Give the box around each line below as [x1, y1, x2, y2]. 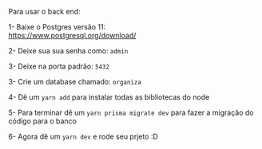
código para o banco [8, 116, 77, 126]
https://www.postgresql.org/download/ [8, 31, 137, 40]
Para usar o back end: [8, 7, 81, 16]
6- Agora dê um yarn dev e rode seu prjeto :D [8, 131, 158, 141]
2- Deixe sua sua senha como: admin [8, 46, 129, 55]
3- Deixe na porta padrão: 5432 [8, 61, 110, 71]
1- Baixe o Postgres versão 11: [8, 22, 106, 31]
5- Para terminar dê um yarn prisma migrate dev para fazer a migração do [8, 108, 254, 117]
